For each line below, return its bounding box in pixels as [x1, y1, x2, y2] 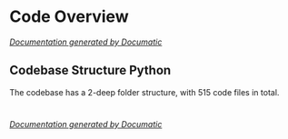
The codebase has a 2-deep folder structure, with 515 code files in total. [9, 86, 280, 97]
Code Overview [9, 6, 129, 27]
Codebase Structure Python [9, 63, 172, 78]
